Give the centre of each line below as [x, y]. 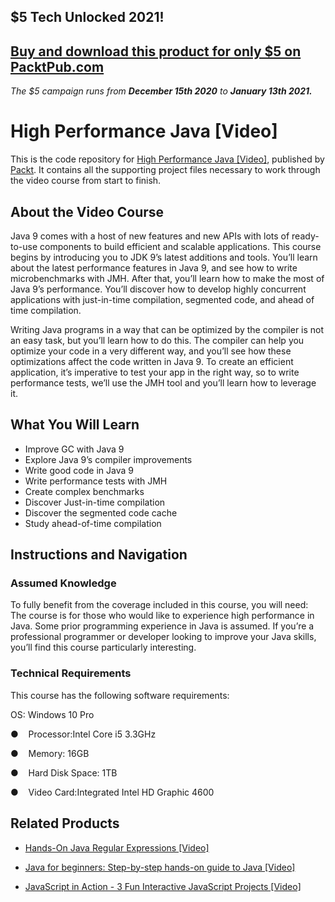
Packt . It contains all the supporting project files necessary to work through [165, 170]
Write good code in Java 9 [79, 470]
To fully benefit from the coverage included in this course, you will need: [159, 605]
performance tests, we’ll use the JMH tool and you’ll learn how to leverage [163, 382]
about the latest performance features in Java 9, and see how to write [154, 267]
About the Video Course [87, 211]
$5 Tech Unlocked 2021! [87, 17]
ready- [305, 236]
